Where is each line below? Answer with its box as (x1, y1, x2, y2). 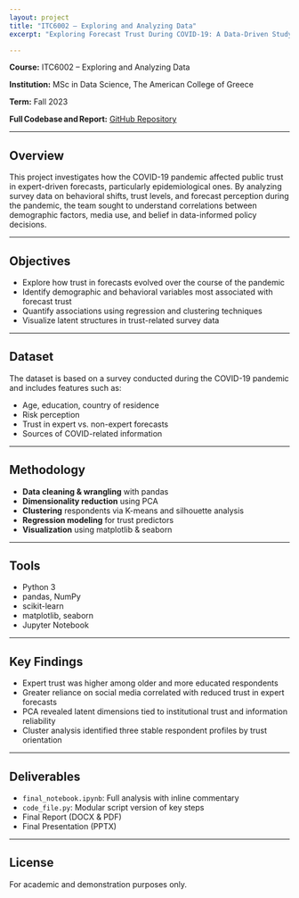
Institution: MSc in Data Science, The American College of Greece (9, 79, 254, 90)
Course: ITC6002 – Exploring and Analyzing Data (9, 62, 190, 72)
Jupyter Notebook (21, 619, 89, 630)
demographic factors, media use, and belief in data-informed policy (9, 210, 257, 220)
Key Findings (9, 653, 84, 669)
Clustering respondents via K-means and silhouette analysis (21, 505, 245, 516)
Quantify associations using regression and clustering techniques (21, 305, 263, 316)
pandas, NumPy (21, 591, 82, 603)
